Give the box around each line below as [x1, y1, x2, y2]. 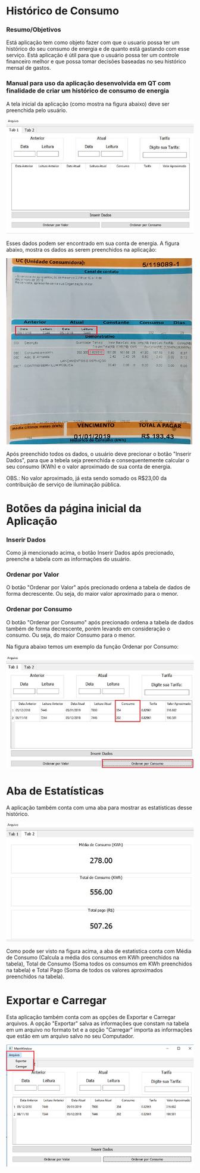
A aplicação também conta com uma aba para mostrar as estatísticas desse [6, 804, 192, 812]
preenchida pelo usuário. [6, 106, 67, 114]
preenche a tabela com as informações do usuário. [6, 556, 131, 563]
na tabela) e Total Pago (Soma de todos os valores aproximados [6, 967, 163, 974]
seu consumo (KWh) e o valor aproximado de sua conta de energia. [6, 463, 172, 470]
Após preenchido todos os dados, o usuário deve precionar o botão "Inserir [6, 450, 192, 457]
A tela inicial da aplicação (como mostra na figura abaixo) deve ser [6, 100, 170, 107]
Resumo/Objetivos [6, 26, 61, 34]
